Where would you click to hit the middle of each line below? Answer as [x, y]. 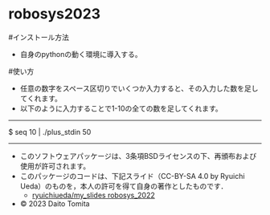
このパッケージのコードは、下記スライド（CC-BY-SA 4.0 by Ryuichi [132, 176]
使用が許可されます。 [55, 166]
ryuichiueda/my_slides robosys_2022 [93, 195]
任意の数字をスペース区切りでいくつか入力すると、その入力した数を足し [139, 88]
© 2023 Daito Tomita [55, 203]
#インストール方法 [39, 37]
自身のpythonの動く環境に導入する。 [81, 54]
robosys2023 [55, 14]
